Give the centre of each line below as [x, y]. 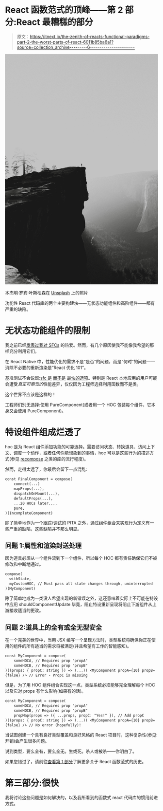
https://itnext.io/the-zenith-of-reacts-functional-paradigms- [90, 37]
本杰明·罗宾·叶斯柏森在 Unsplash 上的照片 [47, 293]
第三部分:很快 [32, 783]
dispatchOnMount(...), [37, 494]
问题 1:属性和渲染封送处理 [43, 545]
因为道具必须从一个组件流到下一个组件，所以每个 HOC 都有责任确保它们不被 [81, 558]
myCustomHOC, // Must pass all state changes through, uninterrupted [81, 584]
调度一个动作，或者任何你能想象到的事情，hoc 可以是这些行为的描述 [81, 453]
